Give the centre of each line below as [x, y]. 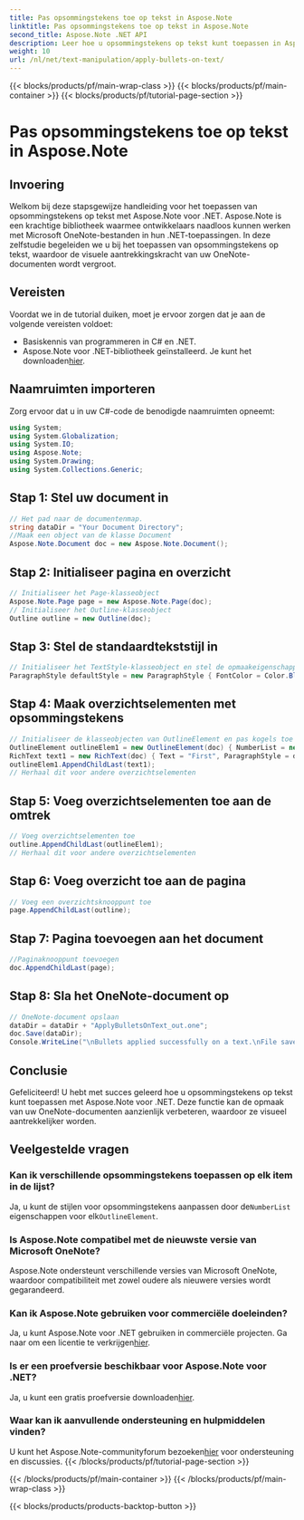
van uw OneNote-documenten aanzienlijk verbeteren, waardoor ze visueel [148, 1111]
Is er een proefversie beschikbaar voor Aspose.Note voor [138, 1366]
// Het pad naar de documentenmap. [76, 519]
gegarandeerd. [37, 1289]
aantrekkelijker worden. [53, 1121]
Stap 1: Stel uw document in [89, 498]
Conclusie [38, 1070]
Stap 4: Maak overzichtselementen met [123, 704]
